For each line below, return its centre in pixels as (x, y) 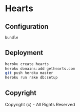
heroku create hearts (27, 64)
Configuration (27, 27)
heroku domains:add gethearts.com (40, 69)
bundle (12, 37)
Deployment (24, 53)
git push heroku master (29, 73)
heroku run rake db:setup (31, 78)
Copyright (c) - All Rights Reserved (40, 104)
